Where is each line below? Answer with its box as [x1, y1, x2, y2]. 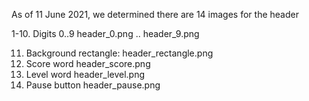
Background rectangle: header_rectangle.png [25, 47, 214, 59]
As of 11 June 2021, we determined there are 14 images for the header [11, 9, 299, 20]
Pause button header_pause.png [25, 79, 161, 91]
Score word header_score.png [25, 58, 151, 69]
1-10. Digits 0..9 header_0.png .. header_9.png [11, 28, 200, 39]
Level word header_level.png [25, 69, 146, 80]
